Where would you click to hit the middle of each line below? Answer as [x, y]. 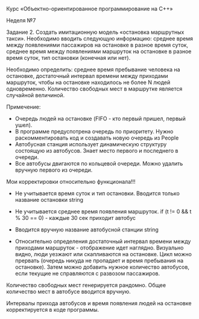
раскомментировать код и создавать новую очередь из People [97, 138]
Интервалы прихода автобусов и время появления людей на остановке [99, 303]
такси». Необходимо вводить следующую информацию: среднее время [99, 38]
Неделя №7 [21, 20]
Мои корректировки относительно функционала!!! [71, 182]
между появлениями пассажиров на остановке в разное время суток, [97, 45]
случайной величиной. [36, 95]
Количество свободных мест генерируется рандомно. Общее [86, 285]
